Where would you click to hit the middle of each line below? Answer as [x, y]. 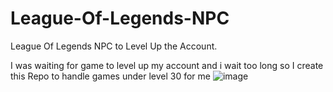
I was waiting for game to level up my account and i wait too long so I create [167, 65]
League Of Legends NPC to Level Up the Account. [114, 46]
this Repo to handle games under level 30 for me [110, 76]
